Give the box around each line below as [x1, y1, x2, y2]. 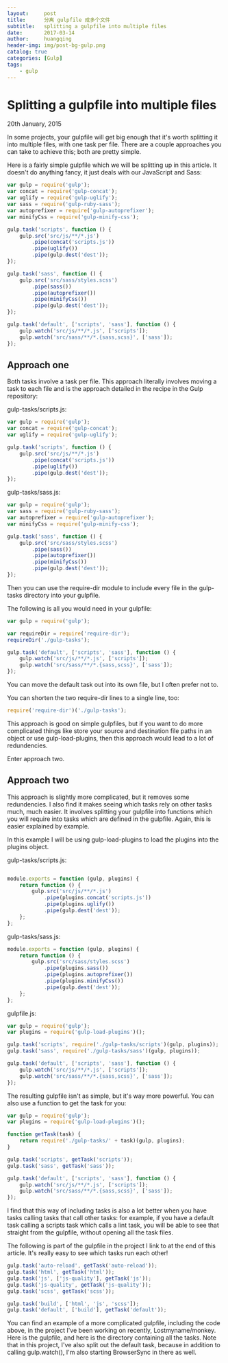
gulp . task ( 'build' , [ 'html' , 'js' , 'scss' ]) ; [7, 1300, 139, 1307]
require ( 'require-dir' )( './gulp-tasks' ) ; [7, 707, 127, 714]
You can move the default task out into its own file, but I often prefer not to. [7, 681, 219, 688]
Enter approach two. [7, 754, 65, 763]
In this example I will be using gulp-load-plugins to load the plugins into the [7, 835, 219, 844]
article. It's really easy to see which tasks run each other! [7, 1249, 168, 1257]
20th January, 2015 [7, 120, 62, 128]
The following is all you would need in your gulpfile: [7, 604, 152, 612]
